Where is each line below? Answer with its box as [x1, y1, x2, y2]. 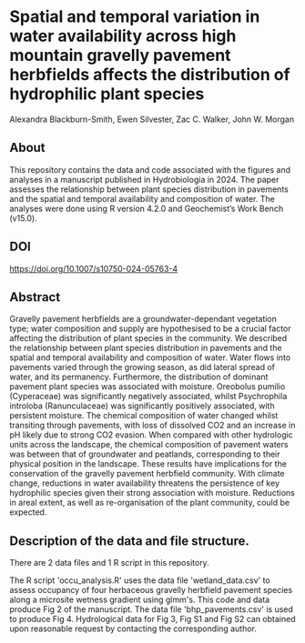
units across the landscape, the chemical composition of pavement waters [9, 439, 289, 450]
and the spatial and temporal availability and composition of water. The [9, 193, 275, 204]
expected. [9, 507, 47, 517]
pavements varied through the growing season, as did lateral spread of [9, 362, 276, 373]
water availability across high [9, 25, 237, 46]
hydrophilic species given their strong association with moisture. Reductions [9, 487, 296, 498]
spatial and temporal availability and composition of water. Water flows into [9, 352, 291, 363]
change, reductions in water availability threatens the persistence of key [9, 477, 280, 488]
